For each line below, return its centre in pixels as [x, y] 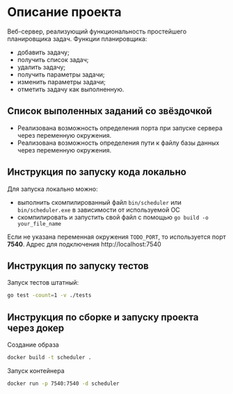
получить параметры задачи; [61, 74]
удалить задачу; [41, 67]
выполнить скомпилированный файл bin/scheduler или [99, 202]
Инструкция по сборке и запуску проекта [103, 317]
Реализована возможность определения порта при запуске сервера [120, 128]
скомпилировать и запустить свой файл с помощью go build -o [113, 217]
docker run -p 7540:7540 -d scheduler [63, 384]
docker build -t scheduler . [49, 358]
